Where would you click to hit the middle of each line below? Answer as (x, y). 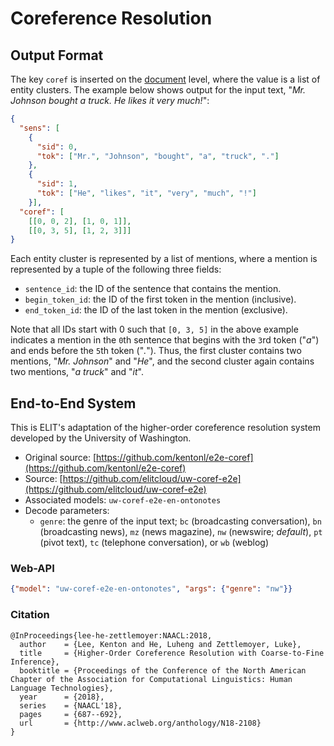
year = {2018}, (62, 697)
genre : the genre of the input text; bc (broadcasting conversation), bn (180, 521)
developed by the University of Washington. (101, 438)
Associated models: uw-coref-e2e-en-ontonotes (123, 500)
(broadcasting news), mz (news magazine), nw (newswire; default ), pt (181, 532)
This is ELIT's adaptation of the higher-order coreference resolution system (165, 428)
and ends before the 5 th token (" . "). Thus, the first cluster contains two (156, 351)
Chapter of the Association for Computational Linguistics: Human (151, 679)
